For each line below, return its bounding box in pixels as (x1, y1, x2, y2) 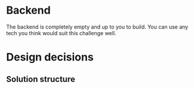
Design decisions (6, 51, 94, 64)
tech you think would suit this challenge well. (6, 29, 116, 36)
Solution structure (6, 74, 76, 84)
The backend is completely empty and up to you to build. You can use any (6, 23, 189, 30)
